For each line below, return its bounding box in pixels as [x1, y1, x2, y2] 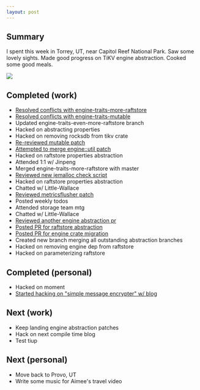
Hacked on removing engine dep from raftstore [15, 243, 134, 250]
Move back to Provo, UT [15, 371, 76, 378]
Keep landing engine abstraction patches [15, 324, 119, 331]
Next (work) [6, 307, 53, 318]
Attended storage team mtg [15, 204, 85, 211]
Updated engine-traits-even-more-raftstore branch [15, 119, 144, 127]
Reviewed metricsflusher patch [15, 191, 94, 198]
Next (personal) [6, 354, 68, 365]
